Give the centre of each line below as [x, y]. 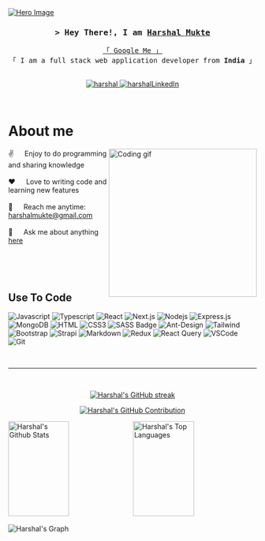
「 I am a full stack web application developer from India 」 [132, 61]
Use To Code [40, 297]
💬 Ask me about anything [53, 232]
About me [41, 131]
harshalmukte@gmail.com [50, 216]
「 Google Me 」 [132, 51]
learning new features [44, 190]
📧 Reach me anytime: [47, 207]
